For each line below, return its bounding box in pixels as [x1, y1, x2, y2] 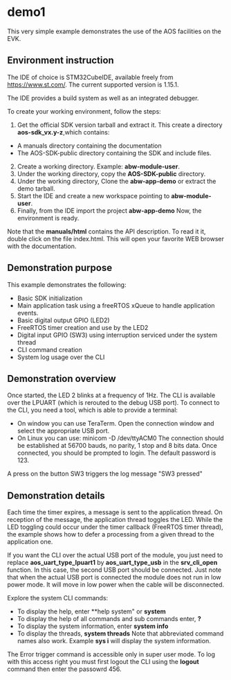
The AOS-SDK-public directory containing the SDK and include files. [17, 148, 212, 157]
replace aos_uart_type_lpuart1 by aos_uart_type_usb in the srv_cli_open [7, 559, 218, 567]
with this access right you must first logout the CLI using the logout [7, 658, 199, 666]
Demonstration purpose [7, 262, 113, 274]
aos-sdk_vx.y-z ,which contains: [17, 128, 110, 136]
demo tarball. [17, 184, 55, 193]
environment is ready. [17, 213, 80, 222]
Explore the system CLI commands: [7, 594, 109, 602]
